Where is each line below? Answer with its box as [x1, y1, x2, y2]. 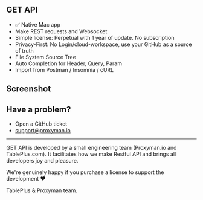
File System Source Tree [14, 53, 77, 60]
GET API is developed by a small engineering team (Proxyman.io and [6, 144, 177, 152]
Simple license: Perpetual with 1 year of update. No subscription [14, 34, 175, 41]
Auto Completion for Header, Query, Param [14, 60, 123, 67]
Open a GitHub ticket [14, 120, 68, 127]
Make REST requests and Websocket [14, 27, 108, 35]
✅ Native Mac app [14, 21, 61, 28]
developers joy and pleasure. [6, 157, 79, 164]
